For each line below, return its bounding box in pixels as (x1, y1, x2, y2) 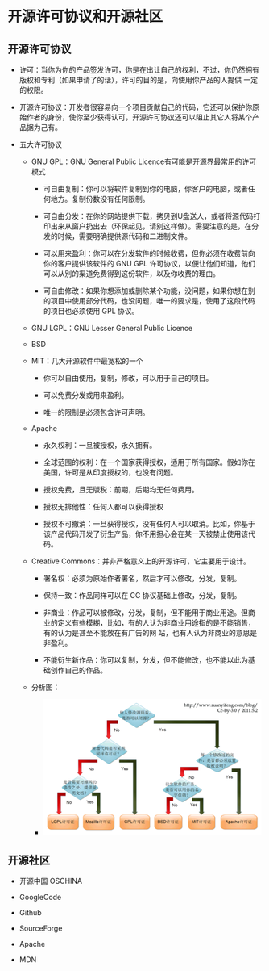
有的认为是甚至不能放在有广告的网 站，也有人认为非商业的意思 (43, 628, 250, 638)
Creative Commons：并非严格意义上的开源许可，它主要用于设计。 (31, 556, 250, 566)
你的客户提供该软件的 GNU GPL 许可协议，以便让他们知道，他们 (43, 259, 255, 268)
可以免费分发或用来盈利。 (43, 391, 129, 400)
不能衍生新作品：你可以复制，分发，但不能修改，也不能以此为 (43, 655, 249, 664)
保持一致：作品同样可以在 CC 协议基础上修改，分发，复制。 (43, 591, 242, 600)
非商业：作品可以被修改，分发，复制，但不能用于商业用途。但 (43, 608, 249, 617)
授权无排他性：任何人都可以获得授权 (43, 502, 164, 511)
